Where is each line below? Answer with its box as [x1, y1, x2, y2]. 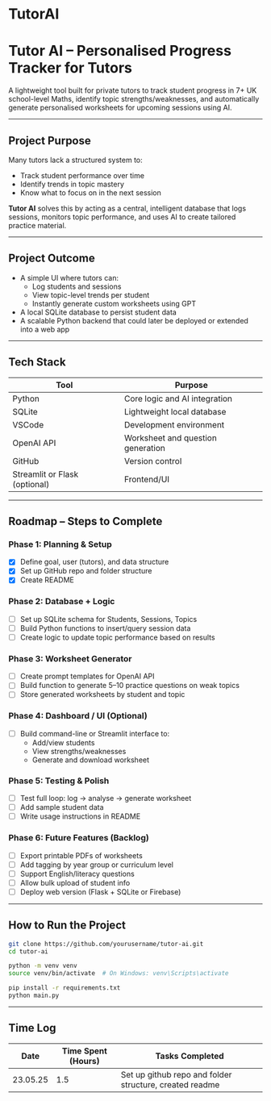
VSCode [12, 419, 44, 430]
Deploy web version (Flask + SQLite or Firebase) [19, 886, 181, 896]
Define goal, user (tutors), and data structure [19, 557, 169, 567]
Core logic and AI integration [123, 393, 232, 404]
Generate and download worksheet [31, 755, 150, 765]
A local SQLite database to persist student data [19, 307, 177, 317]
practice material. [8, 220, 67, 230]
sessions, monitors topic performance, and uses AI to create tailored [8, 211, 236, 222]
